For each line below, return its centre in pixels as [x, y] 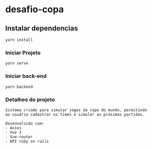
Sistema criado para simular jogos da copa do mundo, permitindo [76, 110]
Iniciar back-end [26, 76]
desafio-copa [35, 9]
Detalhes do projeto [30, 100]
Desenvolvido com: [25, 123]
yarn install [19, 40]
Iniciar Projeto [23, 53]
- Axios [14, 128]
